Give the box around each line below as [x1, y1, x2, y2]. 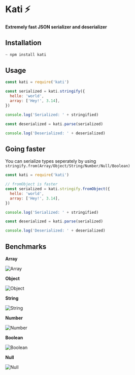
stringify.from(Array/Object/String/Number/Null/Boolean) [5, 163, 130, 169]
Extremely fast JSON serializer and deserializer [5, 23, 108, 30]
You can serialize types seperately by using [5, 158, 96, 164]
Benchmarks [5, 242, 47, 251]
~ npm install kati [5, 52, 47, 57]
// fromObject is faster [5, 182, 58, 187]
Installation [5, 39, 42, 47]
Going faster [5, 145, 46, 153]
